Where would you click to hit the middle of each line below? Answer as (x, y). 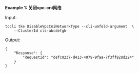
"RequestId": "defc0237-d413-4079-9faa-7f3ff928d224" (78, 57)
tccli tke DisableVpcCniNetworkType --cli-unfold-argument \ (69, 26)
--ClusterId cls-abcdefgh (40, 31)
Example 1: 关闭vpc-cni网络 (33, 8)
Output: (13, 40)
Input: (11, 17)
